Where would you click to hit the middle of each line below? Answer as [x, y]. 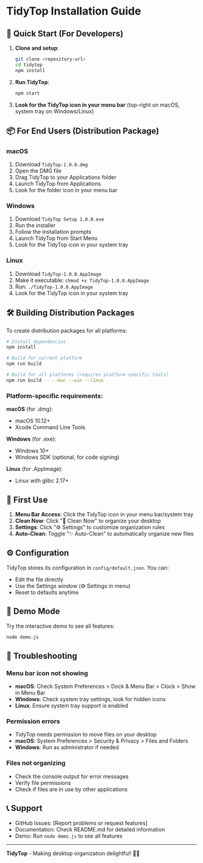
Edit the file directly [39, 579]
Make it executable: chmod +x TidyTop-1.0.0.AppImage [82, 280]
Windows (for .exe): [31, 439]
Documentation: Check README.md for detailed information [90, 829]
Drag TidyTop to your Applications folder [66, 178]
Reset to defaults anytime [47, 592]
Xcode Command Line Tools [50, 427]
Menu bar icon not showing [47, 673]
